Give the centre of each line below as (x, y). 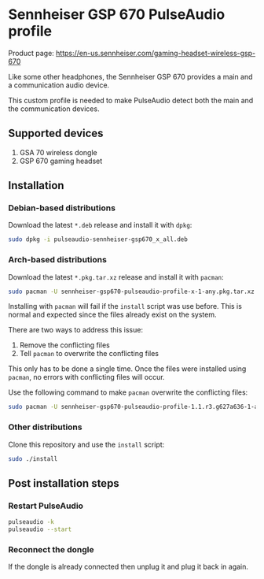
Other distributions (45, 427)
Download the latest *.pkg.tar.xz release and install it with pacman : (116, 277)
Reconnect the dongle (51, 549)
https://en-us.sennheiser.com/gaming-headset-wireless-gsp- (156, 53)
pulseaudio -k (31, 522)
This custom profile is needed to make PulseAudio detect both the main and (131, 100)
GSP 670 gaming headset (61, 161)
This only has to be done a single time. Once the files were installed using (127, 369)
